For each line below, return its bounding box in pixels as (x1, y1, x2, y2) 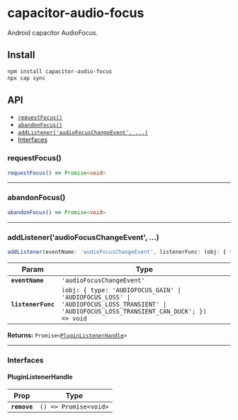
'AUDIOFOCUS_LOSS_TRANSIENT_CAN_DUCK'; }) (61, 307, 207, 315)
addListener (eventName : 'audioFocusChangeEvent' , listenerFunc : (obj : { (7, 248, 227, 255)
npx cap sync (7, 74, 46, 82)
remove (11, 402, 33, 411)
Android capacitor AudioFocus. (7, 28, 98, 37)
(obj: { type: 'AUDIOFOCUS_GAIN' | (61, 286, 182, 294)
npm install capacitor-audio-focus (7, 67, 113, 75)
